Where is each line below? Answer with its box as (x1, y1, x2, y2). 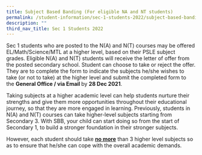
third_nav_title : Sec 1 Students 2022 (6, 25, 103, 32)
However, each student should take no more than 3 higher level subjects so (6, 136, 194, 143)
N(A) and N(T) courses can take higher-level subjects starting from (6, 111, 173, 118)
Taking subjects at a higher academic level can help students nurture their (6, 92, 190, 99)
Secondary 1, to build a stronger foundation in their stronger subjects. (6, 124, 179, 131)
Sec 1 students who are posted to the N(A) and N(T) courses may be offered (6, 42, 195, 49)
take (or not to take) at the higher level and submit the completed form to (6, 74, 186, 81)
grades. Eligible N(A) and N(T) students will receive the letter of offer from (6, 55, 190, 62)
